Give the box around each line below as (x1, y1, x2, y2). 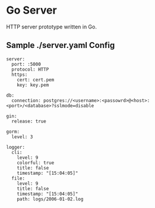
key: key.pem (17, 82, 49, 88)
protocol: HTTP (11, 66, 49, 72)
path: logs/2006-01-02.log (17, 196, 84, 202)
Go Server (6, 4, 58, 17)
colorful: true (17, 159, 55, 166)
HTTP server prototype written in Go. (6, 23, 97, 30)
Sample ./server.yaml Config (6, 40, 115, 50)
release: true (11, 118, 46, 124)
